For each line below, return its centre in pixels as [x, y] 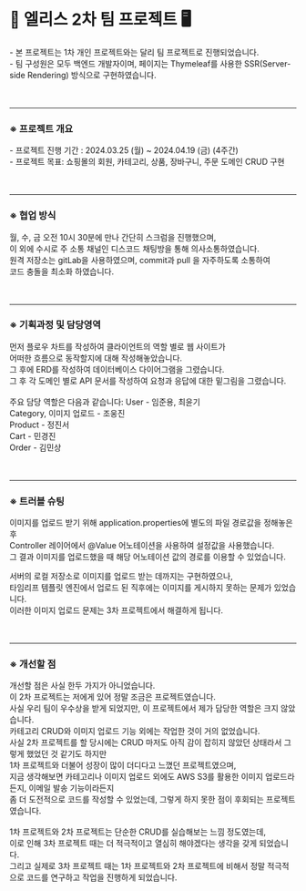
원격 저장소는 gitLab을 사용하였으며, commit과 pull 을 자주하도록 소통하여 [140, 260]
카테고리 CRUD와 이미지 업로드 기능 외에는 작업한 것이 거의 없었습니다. [135, 732]
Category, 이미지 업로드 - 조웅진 [67, 413]
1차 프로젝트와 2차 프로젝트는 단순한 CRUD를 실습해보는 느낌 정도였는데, [138, 832]
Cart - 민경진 [33, 435]
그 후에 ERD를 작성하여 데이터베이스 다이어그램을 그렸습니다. [117, 369]
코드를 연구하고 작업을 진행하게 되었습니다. [102, 877]
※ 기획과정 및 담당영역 [56, 325]
